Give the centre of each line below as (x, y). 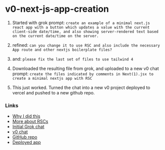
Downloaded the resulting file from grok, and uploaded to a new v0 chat (85, 68)
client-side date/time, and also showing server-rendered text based (85, 31)
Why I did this (26, 116)
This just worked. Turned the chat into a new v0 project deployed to (81, 88)
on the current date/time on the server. (55, 36)
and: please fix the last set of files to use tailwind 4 (73, 59)
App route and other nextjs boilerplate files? (62, 50)
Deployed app (26, 142)
